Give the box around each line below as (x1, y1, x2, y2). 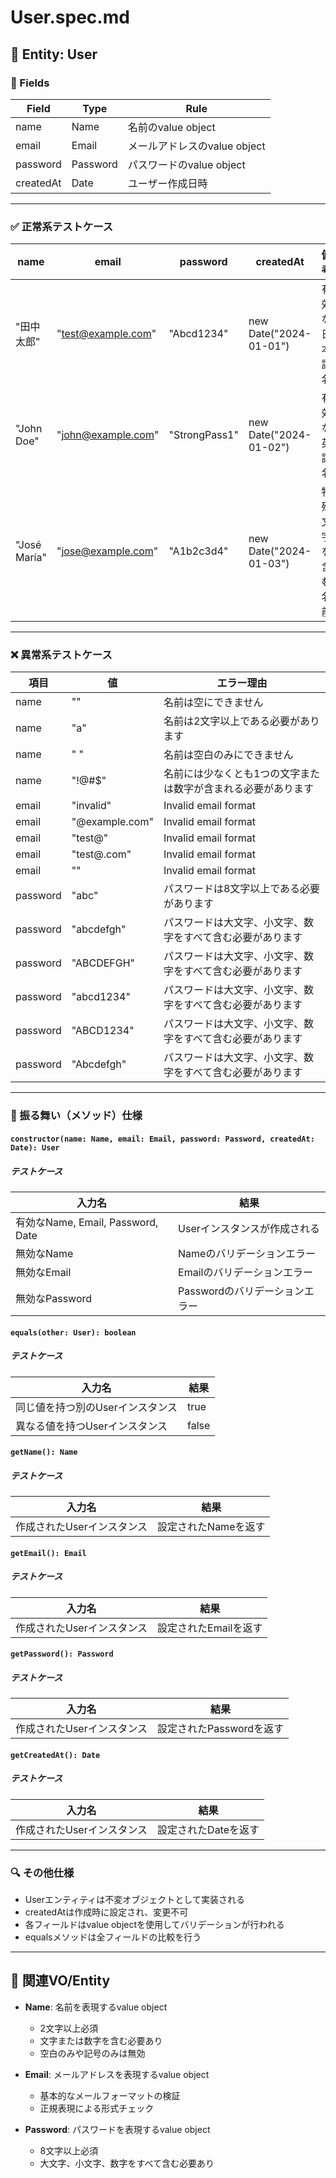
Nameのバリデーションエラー (178, 1246, 317, 1260)
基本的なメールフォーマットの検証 (39, 2089, 181, 2101)
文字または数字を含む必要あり (39, 2034, 163, 2046)
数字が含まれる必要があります (173, 782, 314, 796)
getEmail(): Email (10, 1548, 87, 1558)
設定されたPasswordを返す (157, 1722, 285, 1736)
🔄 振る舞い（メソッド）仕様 (10, 1109, 143, 1123)
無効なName (15, 1246, 74, 1260)
